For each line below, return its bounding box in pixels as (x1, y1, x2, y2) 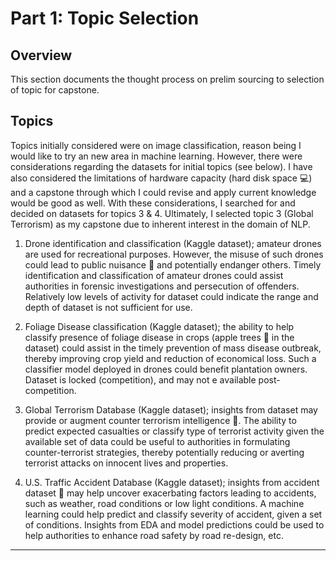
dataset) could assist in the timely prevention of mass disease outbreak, (24, 342, 322, 354)
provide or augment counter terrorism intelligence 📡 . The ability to (24, 414, 297, 426)
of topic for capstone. (10, 84, 100, 96)
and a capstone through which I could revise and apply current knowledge (10, 186, 317, 198)
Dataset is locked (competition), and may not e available (24, 373, 257, 386)
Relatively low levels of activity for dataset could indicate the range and (24, 290, 319, 302)
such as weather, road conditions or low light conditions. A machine (24, 497, 305, 509)
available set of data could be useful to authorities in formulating (24, 435, 291, 447)
